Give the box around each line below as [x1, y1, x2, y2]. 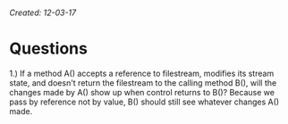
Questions [9, 38, 88, 58]
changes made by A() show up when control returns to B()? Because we [9, 87, 275, 97]
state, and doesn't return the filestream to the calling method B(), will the [9, 77, 277, 88]
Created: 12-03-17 [9, 7, 77, 18]
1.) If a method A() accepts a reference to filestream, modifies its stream [9, 68, 275, 79]
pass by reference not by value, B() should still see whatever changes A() [9, 96, 280, 107]
